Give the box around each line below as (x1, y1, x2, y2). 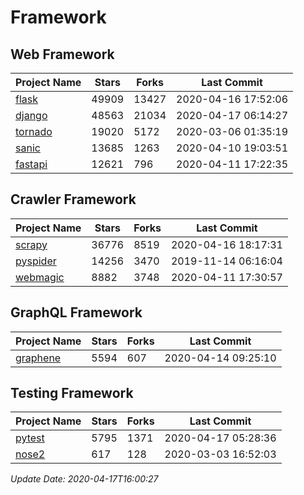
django (15, 109, 48, 122)
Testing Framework (10, 385, 134, 402)
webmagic (15, 270, 65, 284)
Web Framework (10, 46, 115, 63)
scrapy (15, 237, 48, 251)
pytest (15, 431, 45, 445)
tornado (15, 125, 53, 138)
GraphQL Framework (10, 304, 143, 321)
